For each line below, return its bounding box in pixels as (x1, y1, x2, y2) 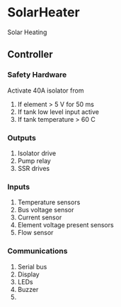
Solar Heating (7, 28, 47, 36)
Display (17, 270, 40, 279)
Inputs (7, 182, 30, 192)
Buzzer (17, 285, 39, 293)
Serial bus (17, 262, 47, 271)
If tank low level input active (17, 108, 99, 116)
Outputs (7, 132, 37, 142)
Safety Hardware (7, 70, 67, 80)
